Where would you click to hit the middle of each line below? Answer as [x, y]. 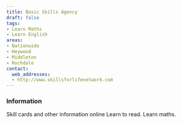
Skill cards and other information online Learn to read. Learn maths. [91, 114]
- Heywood [19, 52]
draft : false [23, 18]
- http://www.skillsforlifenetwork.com [63, 80]
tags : [13, 23]
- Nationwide [23, 46]
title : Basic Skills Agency [42, 12]
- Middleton [21, 57]
